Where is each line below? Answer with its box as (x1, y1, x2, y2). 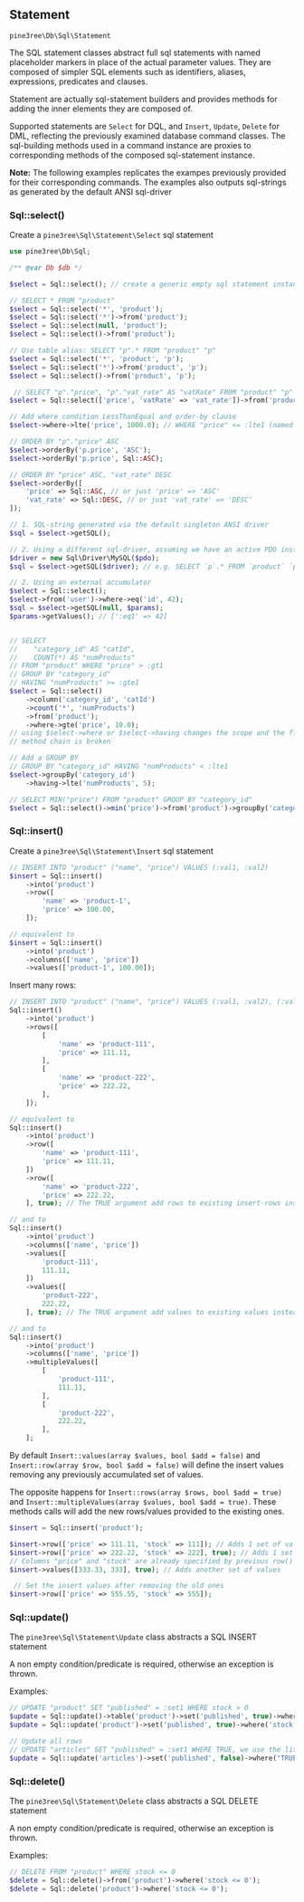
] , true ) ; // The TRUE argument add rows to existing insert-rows (25, 1199, 281, 1208)
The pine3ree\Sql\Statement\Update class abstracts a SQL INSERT (9, 1631, 258, 1642)
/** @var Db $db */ (9, 263, 83, 272)
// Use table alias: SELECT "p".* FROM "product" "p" (9, 346, 217, 356)
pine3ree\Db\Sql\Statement (9, 31, 111, 40)
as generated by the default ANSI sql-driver (9, 186, 172, 197)
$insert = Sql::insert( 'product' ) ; (9, 1524, 144, 1533)
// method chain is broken (9, 737, 111, 746)
